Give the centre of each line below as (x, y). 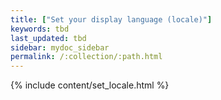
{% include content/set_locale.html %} (90, 85)
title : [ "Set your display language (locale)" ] (111, 19)
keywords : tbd (40, 29)
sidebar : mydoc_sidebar (60, 47)
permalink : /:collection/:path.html (86, 57)
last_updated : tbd (48, 38)
